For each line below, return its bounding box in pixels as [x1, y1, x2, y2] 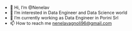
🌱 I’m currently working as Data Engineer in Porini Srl [9, 15, 119, 20]
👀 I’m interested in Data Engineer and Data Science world [9, 10, 128, 15]
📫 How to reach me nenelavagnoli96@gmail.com [9, 20, 112, 26]
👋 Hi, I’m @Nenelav [9, 5, 50, 10]
